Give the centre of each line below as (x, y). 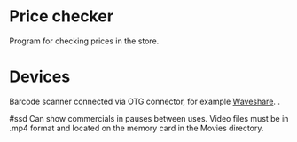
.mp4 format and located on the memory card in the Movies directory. (137, 128)
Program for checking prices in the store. (84, 41)
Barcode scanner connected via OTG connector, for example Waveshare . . (145, 101)
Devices (40, 77)
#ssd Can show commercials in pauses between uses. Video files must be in (149, 118)
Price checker (61, 16)
